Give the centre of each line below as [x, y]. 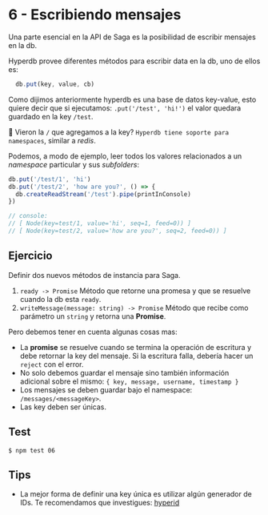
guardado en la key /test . [51, 116]
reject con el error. [52, 364]
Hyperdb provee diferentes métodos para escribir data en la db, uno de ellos [134, 61]
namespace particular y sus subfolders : [74, 164]
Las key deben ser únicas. [63, 407]
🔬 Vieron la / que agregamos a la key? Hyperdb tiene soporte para [119, 132]
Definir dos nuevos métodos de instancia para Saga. [94, 275]
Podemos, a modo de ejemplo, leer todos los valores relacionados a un [125, 156]
